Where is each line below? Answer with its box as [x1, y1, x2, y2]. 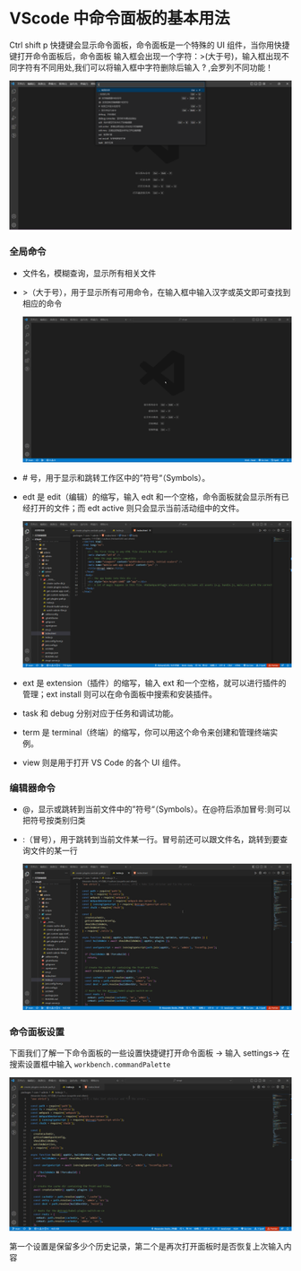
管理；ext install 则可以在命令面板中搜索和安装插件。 [21, 688, 218, 700]
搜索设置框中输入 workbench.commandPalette [9, 1059, 171, 1070]
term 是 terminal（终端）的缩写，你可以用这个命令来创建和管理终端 [21, 727, 271, 737]
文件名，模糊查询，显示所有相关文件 [21, 267, 157, 278]
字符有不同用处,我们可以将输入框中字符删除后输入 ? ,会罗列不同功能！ [16, 62, 274, 73]
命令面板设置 [9, 1025, 65, 1038]
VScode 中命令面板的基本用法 [9, 8, 230, 29]
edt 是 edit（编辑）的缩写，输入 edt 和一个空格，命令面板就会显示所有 [21, 492, 282, 502]
